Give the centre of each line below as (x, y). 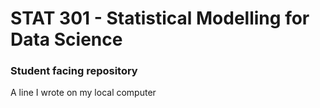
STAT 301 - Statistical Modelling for (160, 18)
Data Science (66, 39)
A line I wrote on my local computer (83, 93)
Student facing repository (74, 71)
